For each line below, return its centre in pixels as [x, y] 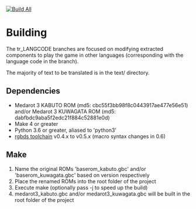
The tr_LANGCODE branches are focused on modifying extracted [85, 49]
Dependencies [33, 91]
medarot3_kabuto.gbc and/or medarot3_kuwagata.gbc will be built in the [102, 194]
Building [27, 33]
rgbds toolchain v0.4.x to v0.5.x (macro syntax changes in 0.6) [90, 136]
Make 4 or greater [36, 124]
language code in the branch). [42, 61]
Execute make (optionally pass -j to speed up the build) [81, 187]
